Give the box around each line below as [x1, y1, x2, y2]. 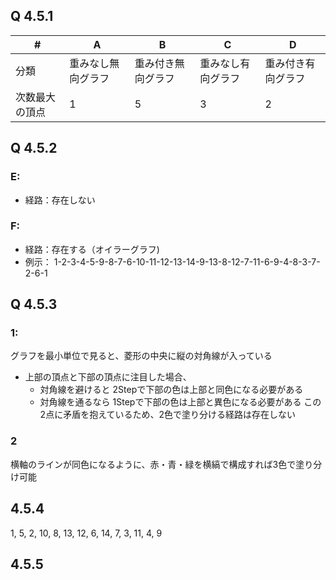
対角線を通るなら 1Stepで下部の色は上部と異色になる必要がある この [39, 396, 322, 408]
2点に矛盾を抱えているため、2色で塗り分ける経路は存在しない [39, 409, 296, 421]
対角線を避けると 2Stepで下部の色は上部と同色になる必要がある [39, 384, 304, 396]
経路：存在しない [24, 194, 96, 206]
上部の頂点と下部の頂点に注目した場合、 [24, 371, 192, 383]
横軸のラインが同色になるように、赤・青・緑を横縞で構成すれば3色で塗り [10, 458, 314, 470]
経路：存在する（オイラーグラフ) [24, 243, 160, 255]
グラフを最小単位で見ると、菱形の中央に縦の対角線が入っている [10, 350, 273, 362]
